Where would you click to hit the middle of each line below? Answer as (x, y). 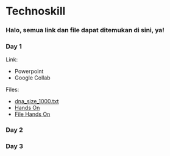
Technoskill (36, 11)
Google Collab (32, 78)
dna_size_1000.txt (37, 101)
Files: (12, 90)
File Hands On (32, 114)
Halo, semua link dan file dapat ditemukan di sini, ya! (85, 30)
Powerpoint (29, 72)
